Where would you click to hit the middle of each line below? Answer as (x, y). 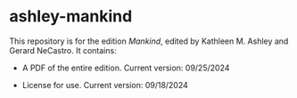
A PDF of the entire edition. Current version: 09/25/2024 (126, 68)
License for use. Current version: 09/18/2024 (105, 85)
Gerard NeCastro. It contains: (63, 50)
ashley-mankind (71, 16)
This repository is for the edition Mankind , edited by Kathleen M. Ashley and (149, 41)
